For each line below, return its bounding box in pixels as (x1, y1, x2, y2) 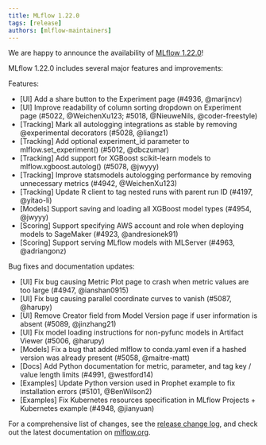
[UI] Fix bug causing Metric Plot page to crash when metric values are (19, 277, 249, 287)
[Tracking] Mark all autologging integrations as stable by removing (19, 120, 237, 130)
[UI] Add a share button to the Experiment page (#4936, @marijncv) (19, 95, 242, 104)
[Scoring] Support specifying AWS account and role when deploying (19, 221, 245, 230)
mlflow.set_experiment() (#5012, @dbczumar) (19, 145, 169, 155)
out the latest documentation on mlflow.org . (8, 428, 151, 437)
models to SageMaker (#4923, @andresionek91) (19, 230, 179, 239)
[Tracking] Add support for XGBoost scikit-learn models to (19, 153, 211, 163)
